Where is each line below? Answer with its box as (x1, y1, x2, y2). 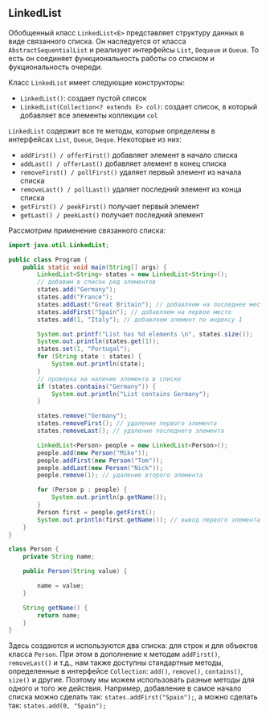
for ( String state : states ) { (37, 353, 142, 361)
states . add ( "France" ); (37, 293, 113, 301)
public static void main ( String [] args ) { (22, 263, 167, 271)
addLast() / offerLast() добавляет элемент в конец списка (19, 159, 227, 168)
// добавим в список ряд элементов (37, 278, 157, 287)
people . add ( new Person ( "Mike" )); (37, 448, 149, 457)
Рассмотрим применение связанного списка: (8, 225, 166, 235)
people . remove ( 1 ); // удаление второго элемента (37, 471, 203, 480)
